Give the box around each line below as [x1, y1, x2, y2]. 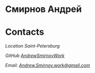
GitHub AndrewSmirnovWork [5, 52, 65, 58]
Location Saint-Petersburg [5, 43, 60, 49]
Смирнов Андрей [5, 3, 82, 15]
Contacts [5, 26, 44, 38]
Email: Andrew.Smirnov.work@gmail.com [5, 62, 90, 68]
